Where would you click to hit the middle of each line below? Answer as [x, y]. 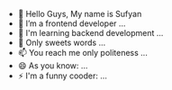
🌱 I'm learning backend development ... [91, 33]
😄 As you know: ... [53, 66]
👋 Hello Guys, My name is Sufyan [80, 14]
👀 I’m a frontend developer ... [72, 23]
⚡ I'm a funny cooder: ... [63, 76]
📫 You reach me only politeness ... [83, 53]
